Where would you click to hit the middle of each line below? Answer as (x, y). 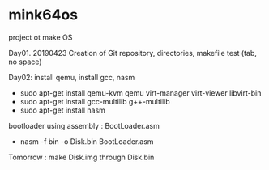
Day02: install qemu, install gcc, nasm (72, 77)
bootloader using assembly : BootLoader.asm (84, 125)
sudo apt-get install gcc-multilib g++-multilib (95, 101)
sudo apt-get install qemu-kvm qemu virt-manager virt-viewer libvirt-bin (141, 93)
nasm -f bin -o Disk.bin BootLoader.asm (87, 141)
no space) (25, 62)
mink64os (43, 15)
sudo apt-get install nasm (62, 110)
